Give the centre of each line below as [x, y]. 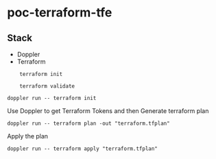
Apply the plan [28, 136]
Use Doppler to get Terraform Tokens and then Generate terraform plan [108, 111]
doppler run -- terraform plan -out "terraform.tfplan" [88, 123]
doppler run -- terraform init [52, 98]
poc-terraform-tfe [60, 13]
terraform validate [47, 86]
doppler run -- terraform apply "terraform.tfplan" [82, 149]
